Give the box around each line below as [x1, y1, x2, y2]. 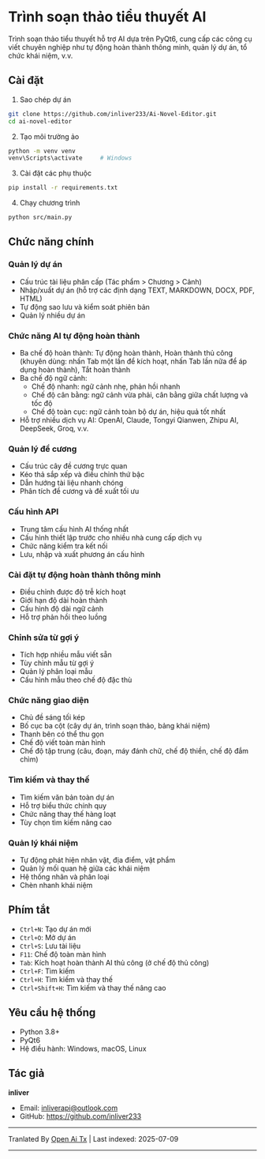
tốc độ [31, 398, 53, 408]
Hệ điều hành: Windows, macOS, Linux [19, 1044, 147, 1053]
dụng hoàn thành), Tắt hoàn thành [19, 364, 131, 374]
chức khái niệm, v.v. [8, 51, 73, 60]
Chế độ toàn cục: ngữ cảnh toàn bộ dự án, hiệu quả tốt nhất [31, 407, 226, 416]
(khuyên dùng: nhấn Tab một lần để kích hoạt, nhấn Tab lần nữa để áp [19, 356, 247, 366]
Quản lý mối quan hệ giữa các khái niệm [19, 864, 151, 873]
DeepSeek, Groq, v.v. [19, 423, 89, 433]
